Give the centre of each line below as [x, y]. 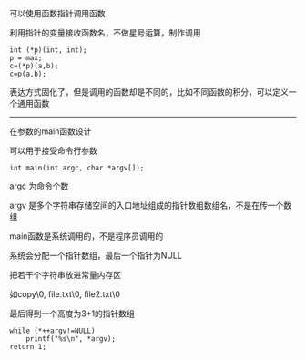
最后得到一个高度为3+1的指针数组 [72, 314]
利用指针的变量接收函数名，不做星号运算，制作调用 [105, 33]
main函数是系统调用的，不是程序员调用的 [87, 236]
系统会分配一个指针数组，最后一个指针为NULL [96, 255]
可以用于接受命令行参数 [53, 150]
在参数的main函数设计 [51, 131]
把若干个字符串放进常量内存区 [65, 275]
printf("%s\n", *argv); [71, 339]
